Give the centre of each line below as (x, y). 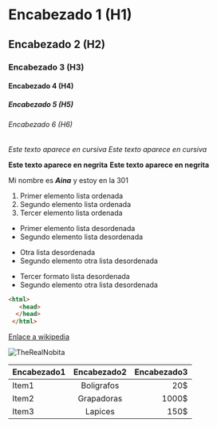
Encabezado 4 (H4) (41, 86)
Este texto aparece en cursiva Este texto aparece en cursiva (108, 149)
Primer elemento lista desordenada (77, 228)
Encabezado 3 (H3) (46, 67)
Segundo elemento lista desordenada (81, 237)
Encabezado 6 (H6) (41, 125)
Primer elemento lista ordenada (71, 196)
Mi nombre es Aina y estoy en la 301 (69, 180)
